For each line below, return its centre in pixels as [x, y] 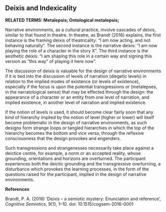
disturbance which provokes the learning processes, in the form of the [77, 169]
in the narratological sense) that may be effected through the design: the [79, 92]
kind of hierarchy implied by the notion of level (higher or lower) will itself [80, 117]
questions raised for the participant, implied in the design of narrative [76, 174]
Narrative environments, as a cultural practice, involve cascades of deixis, [81, 30]
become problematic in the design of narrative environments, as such [76, 122]
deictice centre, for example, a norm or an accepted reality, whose [73, 153]
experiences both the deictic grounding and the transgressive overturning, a [83, 163]
